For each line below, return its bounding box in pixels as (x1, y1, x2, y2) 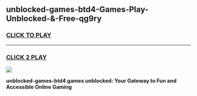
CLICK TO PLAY (6, 31, 52, 40)
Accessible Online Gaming (6, 83, 72, 90)
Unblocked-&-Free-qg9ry (6, 14, 102, 24)
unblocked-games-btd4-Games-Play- (6, 5, 149, 15)
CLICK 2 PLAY (6, 53, 47, 61)
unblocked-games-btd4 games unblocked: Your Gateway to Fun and (6, 77, 177, 84)
